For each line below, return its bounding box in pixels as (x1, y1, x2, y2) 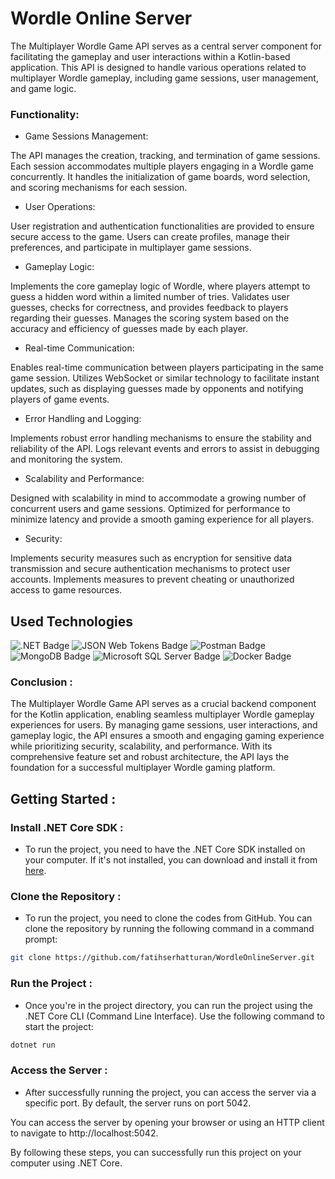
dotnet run (10, 1040, 56, 1050)
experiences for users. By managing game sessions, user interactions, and (10, 719, 318, 731)
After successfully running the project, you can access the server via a (24, 1086, 317, 1098)
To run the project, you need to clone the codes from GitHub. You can (24, 912, 313, 924)
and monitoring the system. (10, 453, 123, 466)
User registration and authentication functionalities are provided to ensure (10, 220, 315, 232)
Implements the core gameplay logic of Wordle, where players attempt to (10, 280, 311, 292)
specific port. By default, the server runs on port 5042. (24, 1097, 252, 1109)
